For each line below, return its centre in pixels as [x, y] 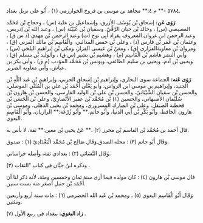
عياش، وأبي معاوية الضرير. [36, 67]
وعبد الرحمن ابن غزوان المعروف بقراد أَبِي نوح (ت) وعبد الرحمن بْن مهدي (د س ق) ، [101, 35]
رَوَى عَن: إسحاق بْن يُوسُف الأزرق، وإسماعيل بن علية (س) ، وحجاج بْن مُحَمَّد [91, 22]
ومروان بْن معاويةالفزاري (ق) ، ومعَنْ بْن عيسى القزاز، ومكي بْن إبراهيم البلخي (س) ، [101, 48]
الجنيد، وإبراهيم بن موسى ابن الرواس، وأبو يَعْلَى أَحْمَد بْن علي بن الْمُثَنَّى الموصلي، [97, 86]
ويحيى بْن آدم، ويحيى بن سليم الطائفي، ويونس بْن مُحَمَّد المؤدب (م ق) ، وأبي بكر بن [100, 61]
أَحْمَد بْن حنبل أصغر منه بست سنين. [46, 183]
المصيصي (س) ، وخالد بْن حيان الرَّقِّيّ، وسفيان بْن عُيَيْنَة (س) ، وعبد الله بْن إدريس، [98, 29]
